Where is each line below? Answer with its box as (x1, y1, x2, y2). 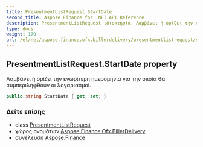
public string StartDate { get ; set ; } (6, 93, 107, 99)
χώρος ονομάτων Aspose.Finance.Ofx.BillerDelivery (14, 127, 146, 134)
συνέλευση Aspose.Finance (14, 134, 86, 141)
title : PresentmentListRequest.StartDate (6, 8, 112, 15)
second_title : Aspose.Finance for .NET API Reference (6, 14, 145, 20)
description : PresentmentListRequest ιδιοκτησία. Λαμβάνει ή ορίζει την (6, 20, 193, 26)
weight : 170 (6, 31, 36, 37)
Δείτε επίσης (6, 107, 45, 116)
